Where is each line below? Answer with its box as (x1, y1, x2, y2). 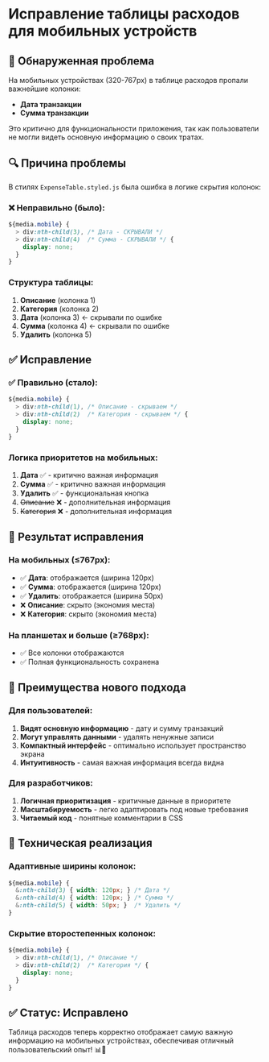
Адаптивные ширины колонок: (8, 861, 137, 872)
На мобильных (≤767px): (8, 554, 111, 566)
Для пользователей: (8, 705, 93, 716)
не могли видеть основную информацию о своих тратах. (8, 132, 205, 142)
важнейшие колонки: (8, 84, 81, 93)
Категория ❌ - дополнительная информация (19, 506, 173, 516)
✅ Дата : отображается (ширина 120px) (19, 573, 155, 583)
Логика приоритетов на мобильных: (8, 452, 158, 463)
